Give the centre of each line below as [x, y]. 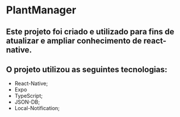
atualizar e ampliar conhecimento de [74, 40]
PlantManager [41, 10]
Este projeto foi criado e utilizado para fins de [90, 32]
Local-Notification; [37, 108]
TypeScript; [28, 96]
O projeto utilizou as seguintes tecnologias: [87, 70]
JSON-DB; [27, 102]
